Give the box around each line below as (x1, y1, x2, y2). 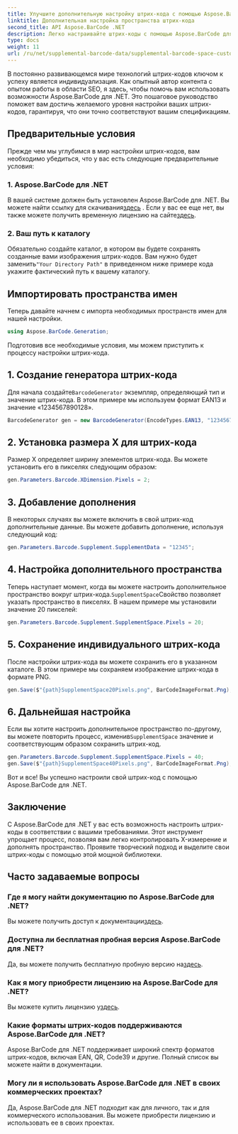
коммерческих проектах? (7, 1087, 103, 1097)
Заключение (7, 801, 67, 814)
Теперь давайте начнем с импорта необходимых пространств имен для (7, 307, 227, 315)
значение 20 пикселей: (7, 605, 78, 613)
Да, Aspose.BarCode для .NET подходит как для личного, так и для (7, 1103, 210, 1112)
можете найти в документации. (7, 1060, 103, 1069)
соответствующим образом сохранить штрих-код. (7, 740, 161, 748)
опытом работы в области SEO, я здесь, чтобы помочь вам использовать (7, 85, 230, 93)
